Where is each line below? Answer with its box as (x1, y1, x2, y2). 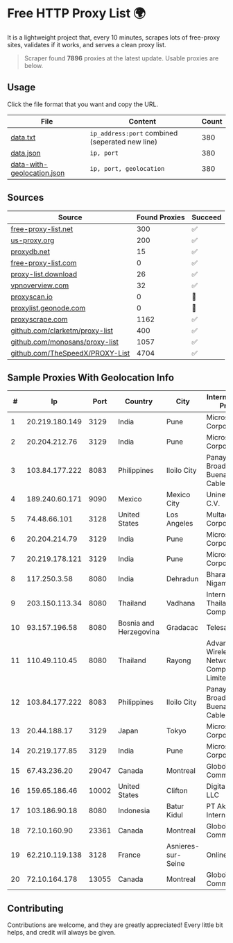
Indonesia (117, 806, 150, 816)
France (117, 850, 141, 860)
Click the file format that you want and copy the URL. (7, 100, 158, 108)
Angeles (166, 519, 193, 528)
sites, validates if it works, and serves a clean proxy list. (7, 40, 166, 49)
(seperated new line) (89, 137, 158, 147)
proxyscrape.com (10, 314, 68, 324)
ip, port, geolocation (89, 165, 165, 172)
